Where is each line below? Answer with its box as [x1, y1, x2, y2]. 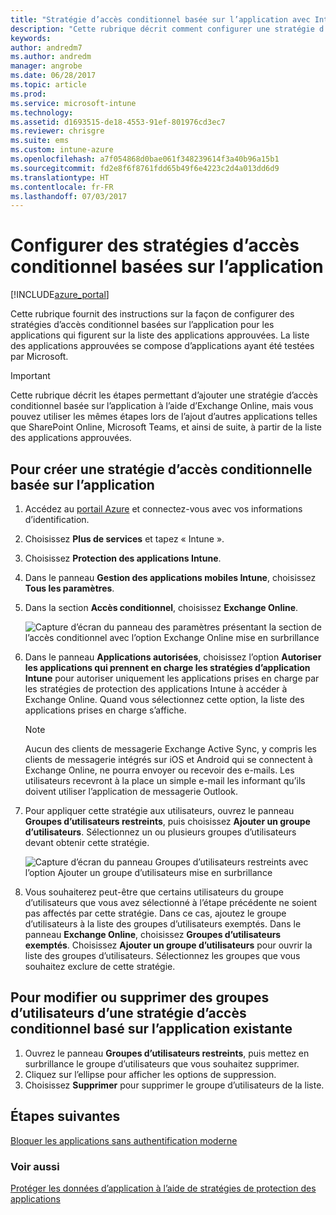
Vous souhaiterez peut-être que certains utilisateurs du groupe [24, 886, 284, 898]
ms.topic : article [10, 80, 87, 90]
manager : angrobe [10, 61, 83, 71]
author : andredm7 [10, 42, 83, 53]
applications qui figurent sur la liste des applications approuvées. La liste [10, 329, 310, 341]
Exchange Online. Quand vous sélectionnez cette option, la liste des [24, 694, 305, 705]
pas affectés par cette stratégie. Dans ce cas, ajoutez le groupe [24, 907, 287, 919]
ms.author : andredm [10, 52, 92, 62]
